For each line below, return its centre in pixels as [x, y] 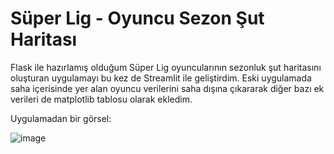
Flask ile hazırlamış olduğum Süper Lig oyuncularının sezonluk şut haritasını [166, 67]
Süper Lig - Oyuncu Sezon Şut [137, 18]
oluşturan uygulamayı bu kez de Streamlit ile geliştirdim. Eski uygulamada [161, 78]
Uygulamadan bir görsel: [61, 118]
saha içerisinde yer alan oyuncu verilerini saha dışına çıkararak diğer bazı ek [167, 88]
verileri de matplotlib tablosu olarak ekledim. [101, 99]
